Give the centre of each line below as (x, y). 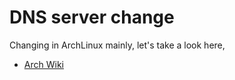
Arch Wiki (43, 64)
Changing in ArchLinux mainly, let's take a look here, (117, 45)
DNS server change (92, 17)
